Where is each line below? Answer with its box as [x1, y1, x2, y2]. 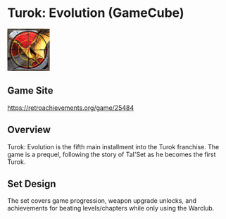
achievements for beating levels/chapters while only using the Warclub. [7, 204, 215, 213]
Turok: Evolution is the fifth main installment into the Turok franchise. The [7, 142, 220, 151]
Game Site [7, 85, 54, 96]
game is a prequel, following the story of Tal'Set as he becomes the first [7, 150, 216, 158]
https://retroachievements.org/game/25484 [7, 104, 134, 112]
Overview [7, 124, 51, 136]
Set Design [7, 177, 56, 189]
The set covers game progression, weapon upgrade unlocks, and [7, 196, 197, 205]
